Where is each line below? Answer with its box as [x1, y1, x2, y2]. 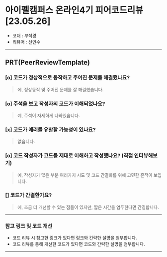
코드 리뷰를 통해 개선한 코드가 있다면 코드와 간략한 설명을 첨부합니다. [12, 241, 145, 247]
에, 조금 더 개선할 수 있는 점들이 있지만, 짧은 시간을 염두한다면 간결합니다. [17, 204, 159, 210]
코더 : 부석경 [12, 32, 37, 38]
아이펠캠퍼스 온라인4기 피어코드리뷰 [5, 4, 144, 16]
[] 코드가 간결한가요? [5, 192, 52, 199]
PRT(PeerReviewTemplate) [5, 58, 90, 67]
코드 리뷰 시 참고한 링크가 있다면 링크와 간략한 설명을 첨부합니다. [12, 235, 137, 241]
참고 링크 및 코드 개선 [5, 223, 52, 230]
